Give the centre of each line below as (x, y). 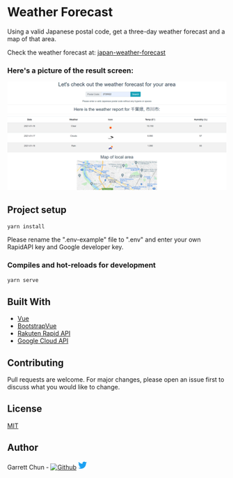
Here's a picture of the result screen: (71, 70)
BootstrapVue (37, 326)
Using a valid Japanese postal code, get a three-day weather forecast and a (116, 31)
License (25, 409)
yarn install (26, 227)
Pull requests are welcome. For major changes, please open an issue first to (116, 380)
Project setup (37, 210)
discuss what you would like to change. (64, 387)
